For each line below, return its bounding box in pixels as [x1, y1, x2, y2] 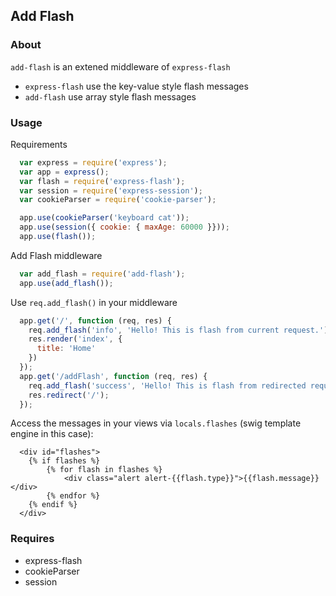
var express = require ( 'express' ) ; [19, 157, 168, 168]
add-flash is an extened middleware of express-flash [10, 60, 231, 73]
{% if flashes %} [28, 456, 101, 466]
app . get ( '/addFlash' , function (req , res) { [19, 371, 208, 381]
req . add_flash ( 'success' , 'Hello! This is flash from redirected [28, 380, 307, 391]
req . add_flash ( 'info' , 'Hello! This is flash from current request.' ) [28, 325, 329, 335]
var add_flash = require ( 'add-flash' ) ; [19, 269, 186, 279]
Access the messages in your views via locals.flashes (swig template [10, 417, 302, 429]
